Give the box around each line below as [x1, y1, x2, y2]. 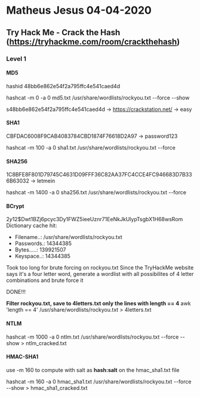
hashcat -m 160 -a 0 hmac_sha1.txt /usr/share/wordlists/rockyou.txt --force [6, 378, 192, 385]
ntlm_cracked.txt [26, 339, 67, 346]
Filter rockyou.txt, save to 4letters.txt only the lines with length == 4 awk [6, 300, 191, 307]
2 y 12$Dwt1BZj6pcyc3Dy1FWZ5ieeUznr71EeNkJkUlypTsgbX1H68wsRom [6, 216, 183, 223]
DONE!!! [6, 289, 26, 296]
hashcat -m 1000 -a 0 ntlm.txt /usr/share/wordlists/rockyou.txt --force [6, 333, 179, 340]
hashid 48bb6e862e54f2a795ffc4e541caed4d [6, 82, 121, 89]
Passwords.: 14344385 [14, 240, 72, 247]
